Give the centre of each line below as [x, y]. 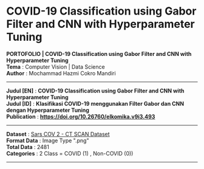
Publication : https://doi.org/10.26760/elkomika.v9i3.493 [81, 116]
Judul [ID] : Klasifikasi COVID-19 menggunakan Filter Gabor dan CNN [95, 103]
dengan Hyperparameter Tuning [48, 110]
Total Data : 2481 [28, 147]
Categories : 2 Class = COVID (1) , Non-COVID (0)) [70, 153]
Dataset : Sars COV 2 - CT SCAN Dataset [58, 134]
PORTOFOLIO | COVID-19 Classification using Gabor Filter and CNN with [99, 53]
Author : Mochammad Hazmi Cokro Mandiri [61, 73]
